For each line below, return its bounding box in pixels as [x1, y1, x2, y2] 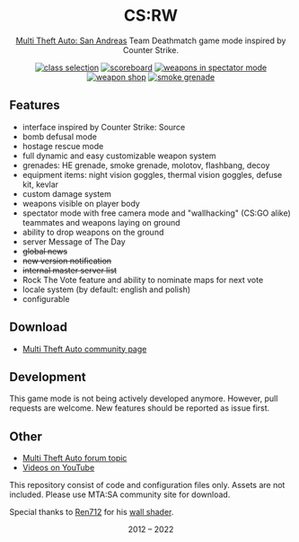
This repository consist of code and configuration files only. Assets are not [9, 480, 286, 491]
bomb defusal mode [22, 131, 97, 142]
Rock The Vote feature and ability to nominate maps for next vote [22, 274, 264, 285]
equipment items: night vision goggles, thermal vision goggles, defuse [22, 169, 283, 180]
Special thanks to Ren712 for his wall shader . [9, 507, 174, 518]
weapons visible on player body [22, 198, 141, 209]
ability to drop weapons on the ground [22, 227, 164, 237]
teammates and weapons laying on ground [22, 217, 181, 227]
